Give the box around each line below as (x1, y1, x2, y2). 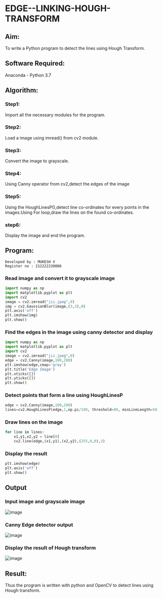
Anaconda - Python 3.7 (5, 72, 51, 78)
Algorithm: (5, 86, 38, 94)
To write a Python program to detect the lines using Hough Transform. (5, 46, 146, 51)
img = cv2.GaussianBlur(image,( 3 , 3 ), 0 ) (5, 304, 86, 309)
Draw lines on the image (5, 419, 63, 425)
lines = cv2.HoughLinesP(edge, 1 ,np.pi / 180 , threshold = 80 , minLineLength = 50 (5, 408, 158, 412)
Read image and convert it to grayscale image (5, 275, 115, 282)
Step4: (5, 170, 22, 177)
